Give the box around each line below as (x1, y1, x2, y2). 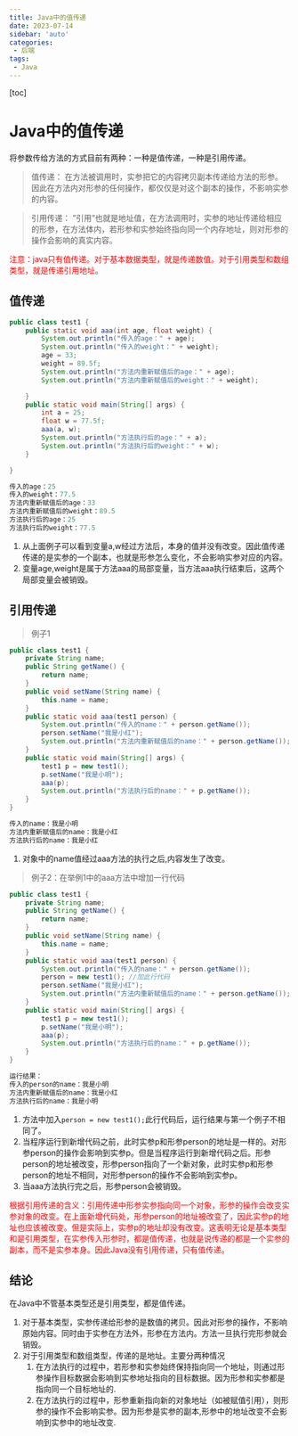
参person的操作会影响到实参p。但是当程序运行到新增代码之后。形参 (21, 1147, 271, 1158)
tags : (9, 54, 29, 63)
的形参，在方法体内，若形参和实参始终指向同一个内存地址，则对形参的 (30, 224, 289, 234)
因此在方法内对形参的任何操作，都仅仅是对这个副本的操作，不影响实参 (30, 182, 289, 193)
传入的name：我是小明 (9, 819, 78, 829)
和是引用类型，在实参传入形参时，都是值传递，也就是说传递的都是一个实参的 (9, 1233, 290, 1243)
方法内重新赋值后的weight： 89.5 (9, 507, 116, 516)
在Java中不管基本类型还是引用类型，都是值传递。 (9, 1298, 191, 1309)
